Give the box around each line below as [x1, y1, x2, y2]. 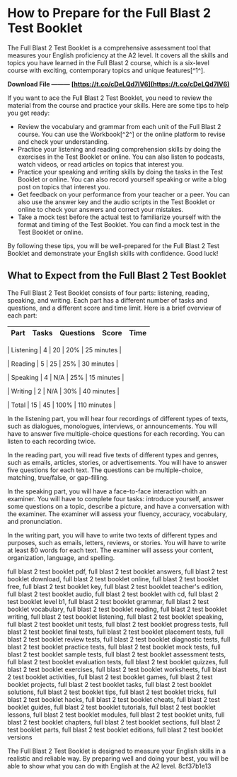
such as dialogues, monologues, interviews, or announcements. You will [7, 422, 218, 430]
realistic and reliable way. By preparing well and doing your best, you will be [7, 754, 229, 763]
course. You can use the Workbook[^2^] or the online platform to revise [17, 130, 226, 138]
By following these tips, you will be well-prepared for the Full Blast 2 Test [7, 241, 220, 250]
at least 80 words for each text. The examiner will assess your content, [7, 546, 214, 554]
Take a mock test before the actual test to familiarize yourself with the [17, 213, 221, 221]
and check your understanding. [17, 137, 110, 146]
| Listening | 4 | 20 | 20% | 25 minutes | [7, 345, 122, 354]
